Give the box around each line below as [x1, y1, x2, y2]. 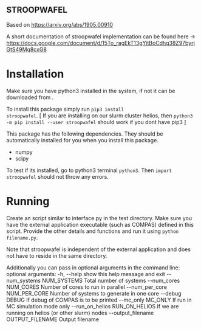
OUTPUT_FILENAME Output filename [6, 316, 99, 323]
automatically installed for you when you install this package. [6, 136, 159, 144]
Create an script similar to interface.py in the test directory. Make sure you [6, 214, 192, 221]
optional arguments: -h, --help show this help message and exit [6, 270, 165, 277]
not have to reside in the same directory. [6, 252, 107, 259]
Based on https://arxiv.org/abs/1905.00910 [6, 21, 114, 28]
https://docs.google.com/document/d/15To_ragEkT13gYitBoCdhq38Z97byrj [6, 39, 196, 46]
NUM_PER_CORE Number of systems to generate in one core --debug [6, 289, 182, 297]
